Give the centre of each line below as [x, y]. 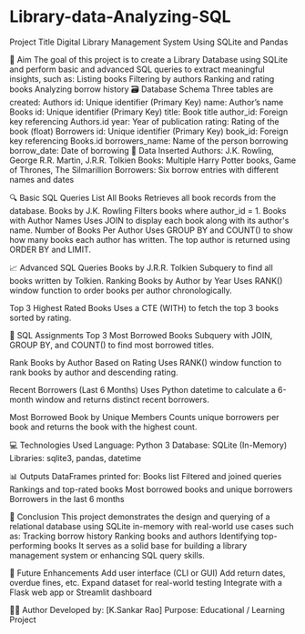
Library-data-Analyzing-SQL [120, 17]
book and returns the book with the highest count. [103, 427]
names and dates [42, 179]
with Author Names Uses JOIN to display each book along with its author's [149, 220]
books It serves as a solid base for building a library [150, 545]
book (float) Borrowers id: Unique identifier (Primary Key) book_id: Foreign [149, 131]
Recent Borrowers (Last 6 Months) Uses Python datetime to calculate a [142, 389]
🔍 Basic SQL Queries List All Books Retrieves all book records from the [142, 197]
